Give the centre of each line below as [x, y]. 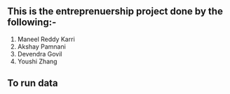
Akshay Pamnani [42, 46]
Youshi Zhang [37, 61]
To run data [33, 83]
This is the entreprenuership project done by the [115, 11]
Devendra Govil [40, 54]
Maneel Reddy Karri [46, 39]
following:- [32, 23]
